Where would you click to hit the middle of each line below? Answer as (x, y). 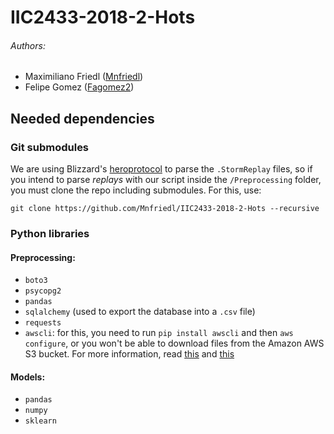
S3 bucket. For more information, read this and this (129, 354)
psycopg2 (43, 291)
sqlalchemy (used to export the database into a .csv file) (140, 312)
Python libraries (50, 233)
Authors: (28, 45)
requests (43, 323)
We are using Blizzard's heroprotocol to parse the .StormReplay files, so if (161, 169)
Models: (28, 377)
